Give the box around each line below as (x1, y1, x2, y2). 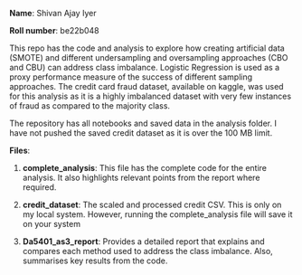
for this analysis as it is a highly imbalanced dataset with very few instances (9, 90, 292, 101)
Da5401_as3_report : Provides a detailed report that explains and (22, 236, 265, 247)
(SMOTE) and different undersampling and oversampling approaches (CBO (9, 52, 288, 62)
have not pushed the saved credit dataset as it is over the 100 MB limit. (9, 128, 273, 138)
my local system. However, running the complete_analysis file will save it (22, 209, 293, 220)
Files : (9, 145, 31, 156)
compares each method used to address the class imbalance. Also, (22, 246, 273, 256)
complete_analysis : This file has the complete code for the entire (22, 163, 267, 173)
